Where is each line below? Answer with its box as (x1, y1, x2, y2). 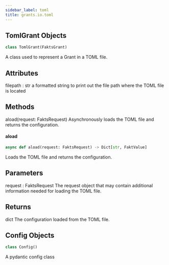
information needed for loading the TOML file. (5, 188, 102, 194)
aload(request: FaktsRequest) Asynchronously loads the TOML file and (5, 116, 154, 122)
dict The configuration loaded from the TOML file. (5, 216, 110, 223)
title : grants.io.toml (5, 12, 54, 17)
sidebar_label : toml (5, 7, 50, 13)
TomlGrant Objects (5, 31, 67, 40)
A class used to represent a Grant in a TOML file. (5, 54, 108, 60)
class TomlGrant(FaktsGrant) (5, 45, 67, 50)
